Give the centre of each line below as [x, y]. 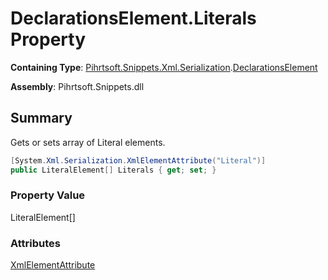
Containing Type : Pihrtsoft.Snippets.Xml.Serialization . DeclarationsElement [164, 67]
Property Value [48, 195]
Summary [41, 118]
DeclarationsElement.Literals [133, 18]
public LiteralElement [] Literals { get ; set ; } [113, 170]
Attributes [35, 243]
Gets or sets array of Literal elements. [88, 142]
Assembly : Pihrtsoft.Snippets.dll [77, 86]
